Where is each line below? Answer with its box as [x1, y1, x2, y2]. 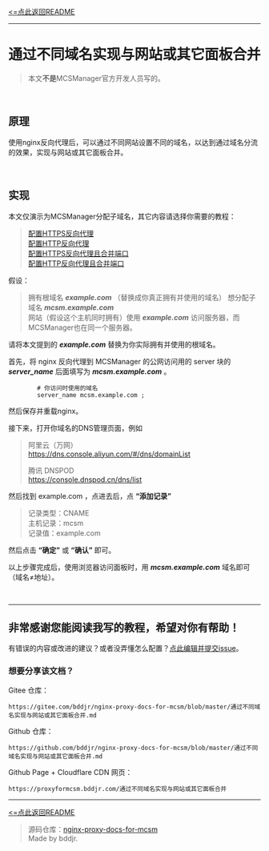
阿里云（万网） [27, 440, 78, 450]
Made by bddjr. [27, 833, 78, 843]
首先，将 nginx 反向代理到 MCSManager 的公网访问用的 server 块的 [8, 356, 231, 366]
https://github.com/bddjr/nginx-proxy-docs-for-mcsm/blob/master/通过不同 [8, 744, 259, 752]
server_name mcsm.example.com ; [37, 391, 146, 399]
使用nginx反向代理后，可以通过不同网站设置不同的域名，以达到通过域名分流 [8, 137, 259, 147]
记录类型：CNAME [27, 508, 90, 518]
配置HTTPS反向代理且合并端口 [27, 248, 130, 258]
